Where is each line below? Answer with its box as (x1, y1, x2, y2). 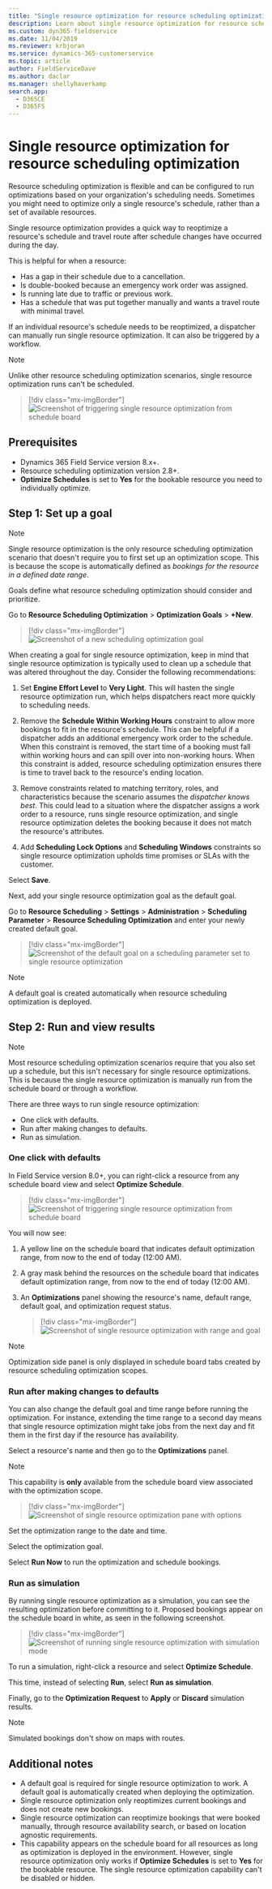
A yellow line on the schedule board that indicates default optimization (19, 1243, 255, 1254)
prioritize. (8, 594, 40, 604)
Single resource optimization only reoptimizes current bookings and (19, 1796, 247, 1805)
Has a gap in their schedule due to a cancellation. (19, 272, 185, 282)
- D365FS (15, 102, 45, 110)
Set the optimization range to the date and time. (8, 1526, 168, 1536)
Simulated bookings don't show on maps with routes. (8, 1733, 186, 1743)
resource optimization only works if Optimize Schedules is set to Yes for (19, 1856, 263, 1866)
